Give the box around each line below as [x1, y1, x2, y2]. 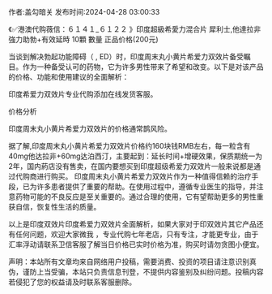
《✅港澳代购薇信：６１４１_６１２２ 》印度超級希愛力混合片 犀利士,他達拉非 [8, 24, 261, 34]
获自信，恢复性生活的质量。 [8, 202, 101, 211]
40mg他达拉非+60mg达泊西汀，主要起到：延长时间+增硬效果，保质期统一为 [8, 151, 263, 161]
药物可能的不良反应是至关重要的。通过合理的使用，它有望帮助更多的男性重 [15, 192, 264, 201]
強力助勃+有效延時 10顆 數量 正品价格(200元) [8, 35, 159, 44]
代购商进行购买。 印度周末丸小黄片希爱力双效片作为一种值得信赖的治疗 [15, 171, 252, 181]
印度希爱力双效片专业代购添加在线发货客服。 [8, 89, 158, 99]
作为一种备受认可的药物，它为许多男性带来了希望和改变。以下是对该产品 [22, 62, 264, 71]
